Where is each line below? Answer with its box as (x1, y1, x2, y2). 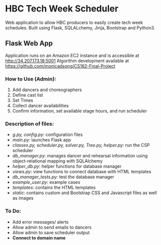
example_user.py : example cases (12, 179, 80, 185)
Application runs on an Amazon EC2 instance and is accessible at (5, 52, 139, 58)
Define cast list (12, 92, 43, 98)
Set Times (12, 98, 33, 104)
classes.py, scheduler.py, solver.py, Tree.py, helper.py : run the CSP (12, 142, 150, 148)
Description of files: (5, 120, 54, 127)
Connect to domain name (12, 235, 66, 241)
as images (12, 195, 34, 201)
